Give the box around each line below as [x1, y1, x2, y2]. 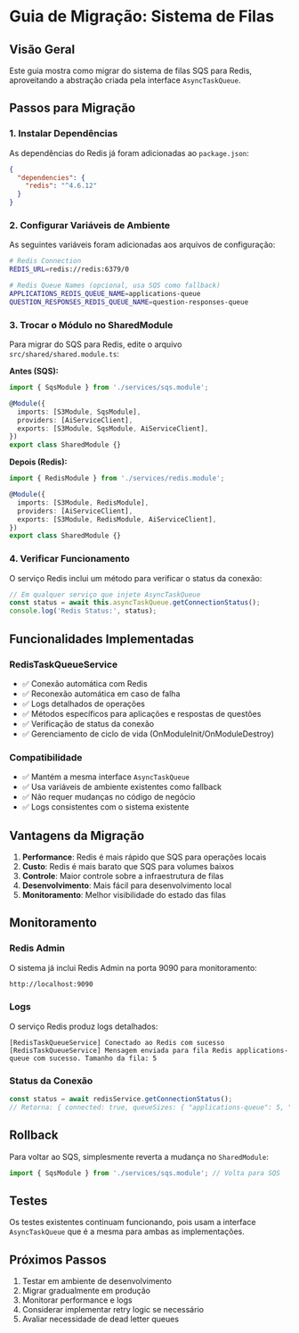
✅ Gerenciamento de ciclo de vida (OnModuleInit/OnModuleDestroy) [21, 728, 274, 739]
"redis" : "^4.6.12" [25, 181, 98, 191]
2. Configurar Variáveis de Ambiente [9, 218, 171, 231]
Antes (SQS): [9, 366, 60, 376]
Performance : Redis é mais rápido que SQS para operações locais [21, 852, 267, 862]
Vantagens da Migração [9, 827, 145, 843]
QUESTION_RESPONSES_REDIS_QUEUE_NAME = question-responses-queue [9, 297, 249, 307]
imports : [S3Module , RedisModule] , [17, 498, 149, 507]
